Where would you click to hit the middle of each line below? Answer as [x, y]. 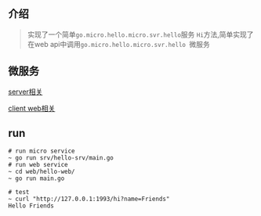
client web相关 [32, 108]
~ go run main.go [36, 178]
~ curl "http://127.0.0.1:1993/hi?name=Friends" [89, 199]
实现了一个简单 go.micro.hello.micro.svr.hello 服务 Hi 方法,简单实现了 [140, 34]
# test [19, 193]
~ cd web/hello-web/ [42, 172]
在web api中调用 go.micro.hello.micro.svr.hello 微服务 [118, 44]
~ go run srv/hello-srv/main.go [61, 158]
